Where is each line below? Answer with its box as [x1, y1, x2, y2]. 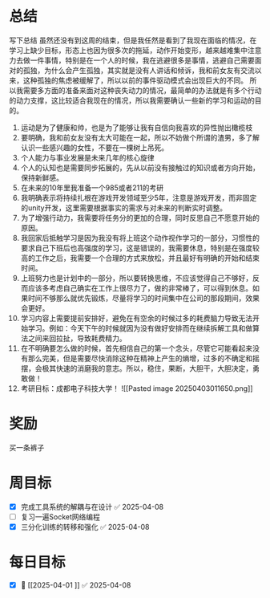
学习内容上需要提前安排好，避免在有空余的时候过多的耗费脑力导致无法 [20, 313, 253, 323]
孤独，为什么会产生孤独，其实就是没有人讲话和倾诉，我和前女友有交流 [22, 65, 255, 75]
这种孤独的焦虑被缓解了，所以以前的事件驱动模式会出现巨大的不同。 [22, 75, 248, 85]
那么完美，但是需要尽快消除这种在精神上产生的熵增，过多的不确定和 [27, 353, 253, 363]
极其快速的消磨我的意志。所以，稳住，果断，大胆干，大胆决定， [42, 363, 253, 373]
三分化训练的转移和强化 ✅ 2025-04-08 [20, 522, 150, 531]
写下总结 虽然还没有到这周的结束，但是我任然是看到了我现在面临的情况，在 [9, 35, 257, 45]
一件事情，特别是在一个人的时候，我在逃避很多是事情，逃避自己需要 [30, 55, 255, 65]
